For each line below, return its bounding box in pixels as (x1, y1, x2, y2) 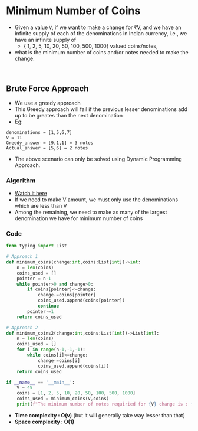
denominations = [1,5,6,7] (6, 129, 72, 135)
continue (37, 303, 60, 309)
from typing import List (6, 243, 67, 249)
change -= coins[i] (37, 357, 81, 364)
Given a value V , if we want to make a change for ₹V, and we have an (14, 24, 181, 31)
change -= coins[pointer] (37, 292, 96, 298)
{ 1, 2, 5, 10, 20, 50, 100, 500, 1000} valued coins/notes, (23, 43, 158, 50)
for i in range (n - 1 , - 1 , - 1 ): (16, 347, 85, 352)
